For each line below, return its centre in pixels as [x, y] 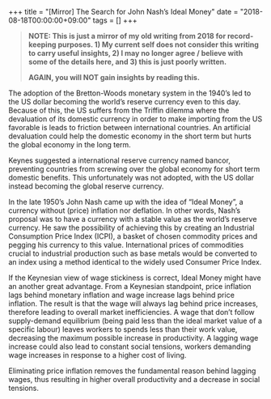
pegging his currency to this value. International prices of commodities [126, 245]
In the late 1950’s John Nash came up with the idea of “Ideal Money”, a [126, 202]
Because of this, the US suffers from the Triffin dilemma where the [119, 110]
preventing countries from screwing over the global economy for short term [134, 169]
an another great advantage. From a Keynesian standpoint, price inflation [130, 286]
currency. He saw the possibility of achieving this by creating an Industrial [131, 227]
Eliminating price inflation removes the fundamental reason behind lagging [132, 371]
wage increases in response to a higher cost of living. [97, 355]
